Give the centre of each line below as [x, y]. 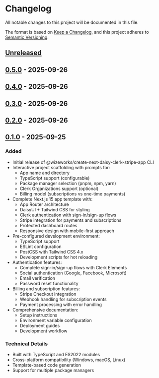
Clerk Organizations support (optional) [59, 189]
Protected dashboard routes [49, 225]
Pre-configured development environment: [56, 236]
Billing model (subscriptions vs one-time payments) [73, 193]
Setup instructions [39, 315]
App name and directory [44, 173]
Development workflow [43, 331]
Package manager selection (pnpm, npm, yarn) [68, 183]
